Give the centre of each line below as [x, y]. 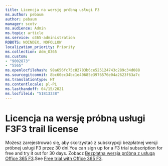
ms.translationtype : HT [30, 79]
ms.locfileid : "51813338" [32, 93]
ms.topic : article [24, 33]
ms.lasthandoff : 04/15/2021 [35, 89]
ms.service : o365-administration [40, 38]
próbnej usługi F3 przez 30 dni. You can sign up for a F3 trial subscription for [84, 148]
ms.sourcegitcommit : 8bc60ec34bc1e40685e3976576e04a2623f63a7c [73, 75]
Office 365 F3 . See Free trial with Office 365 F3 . [54, 158]
